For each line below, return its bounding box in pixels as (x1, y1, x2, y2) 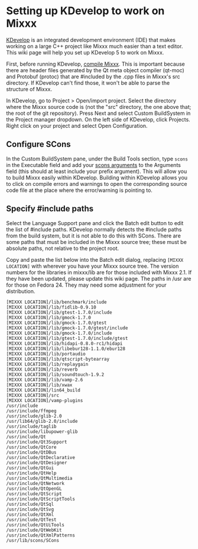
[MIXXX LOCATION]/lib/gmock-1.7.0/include (6, 330, 112, 336)
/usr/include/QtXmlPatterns (6, 532, 76, 538)
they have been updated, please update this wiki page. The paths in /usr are (6, 275, 191, 282)
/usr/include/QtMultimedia (6, 475, 73, 481)
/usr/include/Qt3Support (6, 439, 67, 445)
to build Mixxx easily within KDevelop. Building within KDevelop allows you (6, 174, 188, 181)
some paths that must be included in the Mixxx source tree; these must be (6, 238, 187, 245)
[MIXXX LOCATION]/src (6, 392, 60, 398)
